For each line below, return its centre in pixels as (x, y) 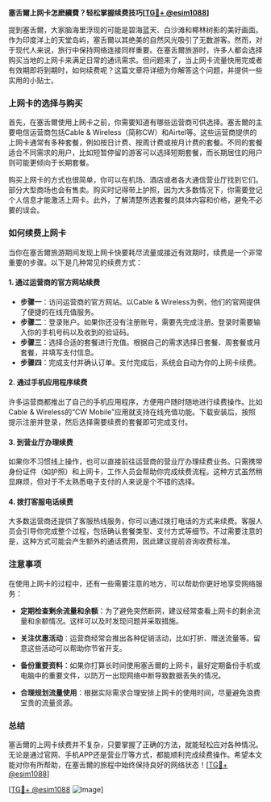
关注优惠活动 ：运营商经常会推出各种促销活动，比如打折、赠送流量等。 (137, 638)
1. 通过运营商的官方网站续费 (54, 283)
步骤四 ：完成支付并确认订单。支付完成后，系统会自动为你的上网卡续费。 (140, 362)
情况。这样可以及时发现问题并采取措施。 (115, 620)
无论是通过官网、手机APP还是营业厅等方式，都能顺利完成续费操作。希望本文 (135, 755)
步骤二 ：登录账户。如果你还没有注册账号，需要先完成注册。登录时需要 (137, 321)
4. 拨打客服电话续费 (41, 502)
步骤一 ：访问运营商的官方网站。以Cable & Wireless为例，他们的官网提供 (140, 301)
